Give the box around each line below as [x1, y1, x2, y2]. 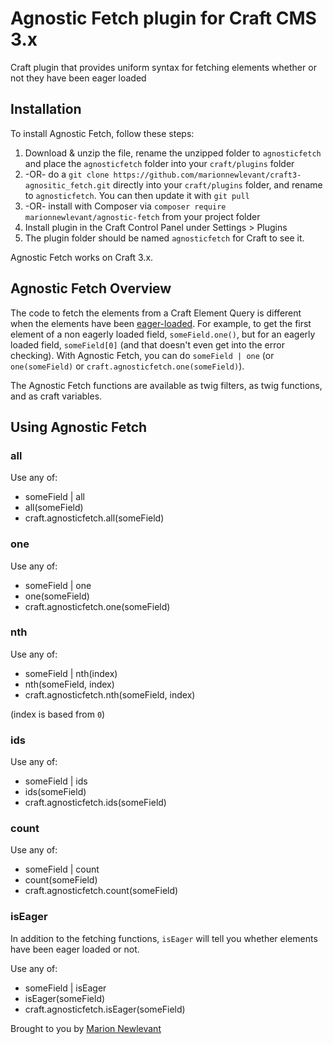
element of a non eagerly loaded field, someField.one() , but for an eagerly [10, 328, 316, 340]
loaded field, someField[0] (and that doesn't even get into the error [10, 338, 285, 351]
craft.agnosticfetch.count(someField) [24, 885, 179, 897]
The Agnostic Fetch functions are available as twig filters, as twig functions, [10, 379, 323, 391]
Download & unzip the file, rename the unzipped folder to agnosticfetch [24, 147, 322, 159]
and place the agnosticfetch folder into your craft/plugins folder [24, 157, 295, 169]
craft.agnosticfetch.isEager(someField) [24, 1003, 186, 1015]
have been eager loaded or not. [10, 943, 140, 955]
